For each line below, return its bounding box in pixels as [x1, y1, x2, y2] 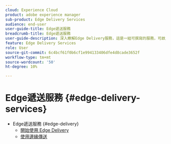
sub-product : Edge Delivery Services [5, 17, 85, 22]
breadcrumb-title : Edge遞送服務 [5, 31, 71, 36]
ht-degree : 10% [5, 64, 38, 69]
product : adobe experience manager [5, 12, 81, 17]
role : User [5, 45, 28, 50]
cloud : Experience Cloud [5, 7, 58, 13]
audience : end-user [5, 21, 47, 27]
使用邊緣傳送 [20, 133, 47, 140]
